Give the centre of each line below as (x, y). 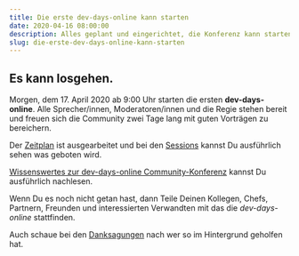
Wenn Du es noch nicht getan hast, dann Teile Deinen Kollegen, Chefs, (139, 199)
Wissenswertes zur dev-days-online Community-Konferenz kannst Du (138, 172)
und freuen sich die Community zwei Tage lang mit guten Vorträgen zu (139, 119)
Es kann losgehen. (61, 78)
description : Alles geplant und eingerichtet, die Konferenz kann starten (151, 34)
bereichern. (30, 128)
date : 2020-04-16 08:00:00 (59, 26)
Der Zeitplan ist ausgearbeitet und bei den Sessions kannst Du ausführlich (145, 145)
